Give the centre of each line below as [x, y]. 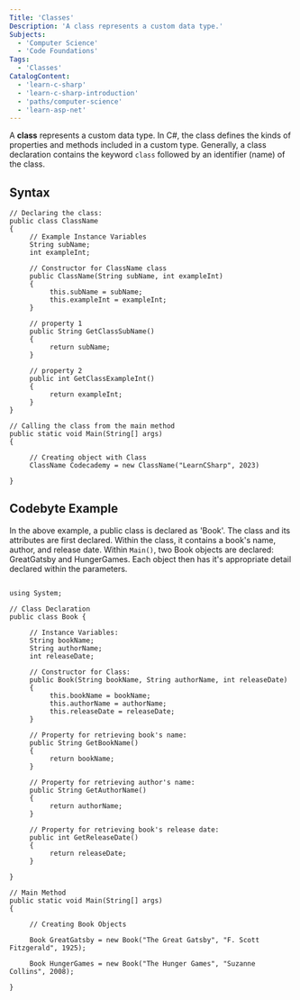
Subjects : [28, 34]
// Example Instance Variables [88, 237]
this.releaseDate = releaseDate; [112, 711]
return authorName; [86, 806]
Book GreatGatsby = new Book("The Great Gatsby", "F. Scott [144, 940]
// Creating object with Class [88, 458]
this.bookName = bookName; [100, 695]
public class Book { [48, 617]
